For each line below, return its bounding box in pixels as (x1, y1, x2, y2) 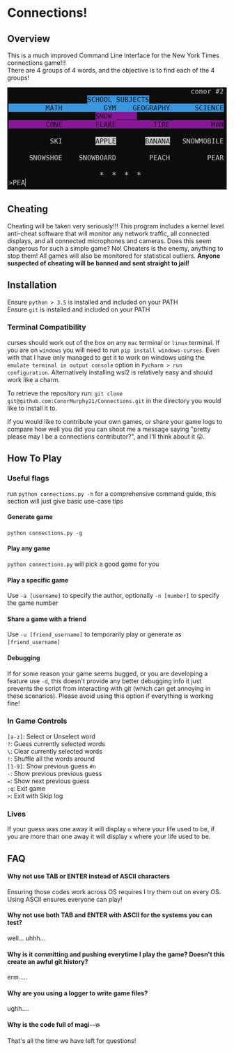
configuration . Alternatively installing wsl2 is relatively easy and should (7, 368, 213, 377)
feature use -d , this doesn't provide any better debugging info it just (7, 676, 202, 685)
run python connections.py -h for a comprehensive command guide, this (7, 489, 217, 497)
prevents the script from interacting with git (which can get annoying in (7, 684, 211, 692)
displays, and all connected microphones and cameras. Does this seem (7, 236, 212, 245)
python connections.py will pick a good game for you (7, 560, 159, 568)
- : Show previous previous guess (7, 769, 102, 777)
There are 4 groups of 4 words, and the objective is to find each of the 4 (7, 66, 215, 74)
